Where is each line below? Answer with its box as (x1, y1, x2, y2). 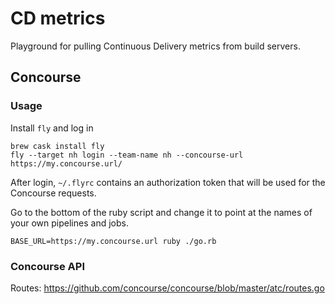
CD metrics (10, 7, 106, 30)
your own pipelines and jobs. (10, 217, 129, 229)
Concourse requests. (10, 187, 97, 199)
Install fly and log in (10, 122, 94, 134)
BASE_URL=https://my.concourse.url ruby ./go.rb (10, 236, 217, 246)
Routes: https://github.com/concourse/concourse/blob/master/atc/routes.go (10, 282, 325, 294)
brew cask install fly (10, 141, 105, 151)
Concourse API (10, 259, 86, 273)
